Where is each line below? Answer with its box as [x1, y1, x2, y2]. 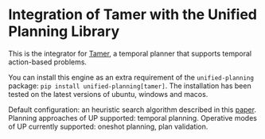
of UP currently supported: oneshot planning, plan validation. [8, 122, 208, 131]
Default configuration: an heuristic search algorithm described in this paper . [8, 105, 257, 114]
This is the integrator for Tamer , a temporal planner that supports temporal [8, 48, 252, 58]
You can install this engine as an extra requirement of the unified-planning [8, 72, 255, 82]
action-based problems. [8, 57, 88, 67]
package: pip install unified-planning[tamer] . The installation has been [8, 81, 252, 91]
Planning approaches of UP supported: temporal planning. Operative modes [8, 113, 257, 122]
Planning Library [8, 22, 120, 41]
